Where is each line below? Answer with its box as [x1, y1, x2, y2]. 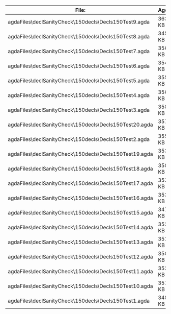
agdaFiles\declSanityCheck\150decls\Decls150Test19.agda [8, 151, 153, 157]
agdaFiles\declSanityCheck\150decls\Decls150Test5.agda [8, 77, 150, 84]
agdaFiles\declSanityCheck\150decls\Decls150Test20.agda [8, 121, 153, 128]
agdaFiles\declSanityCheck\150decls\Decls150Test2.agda [8, 136, 150, 142]
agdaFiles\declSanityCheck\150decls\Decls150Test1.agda [8, 297, 150, 304]
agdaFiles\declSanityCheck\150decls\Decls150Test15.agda [8, 209, 153, 216]
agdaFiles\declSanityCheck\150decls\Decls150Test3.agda [8, 107, 150, 113]
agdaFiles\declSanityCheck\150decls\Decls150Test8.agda [8, 33, 150, 40]
